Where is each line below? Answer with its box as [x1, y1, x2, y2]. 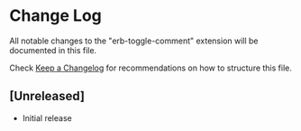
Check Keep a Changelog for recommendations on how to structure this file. [9, 62, 293, 73]
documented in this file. [9, 44, 97, 55]
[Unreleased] [9, 89, 86, 104]
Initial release [22, 112, 72, 123]
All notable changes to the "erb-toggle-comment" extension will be [9, 35, 259, 46]
